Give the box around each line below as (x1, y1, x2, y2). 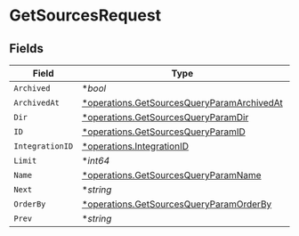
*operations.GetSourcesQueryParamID (81, 126, 246, 138)
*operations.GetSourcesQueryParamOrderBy (81, 198, 272, 210)
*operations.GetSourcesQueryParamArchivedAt (81, 97, 283, 109)
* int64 (81, 155, 110, 167)
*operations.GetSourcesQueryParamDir (81, 111, 249, 123)
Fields (9, 41, 44, 56)
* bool (81, 82, 107, 94)
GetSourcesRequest (9, 5, 162, 26)
